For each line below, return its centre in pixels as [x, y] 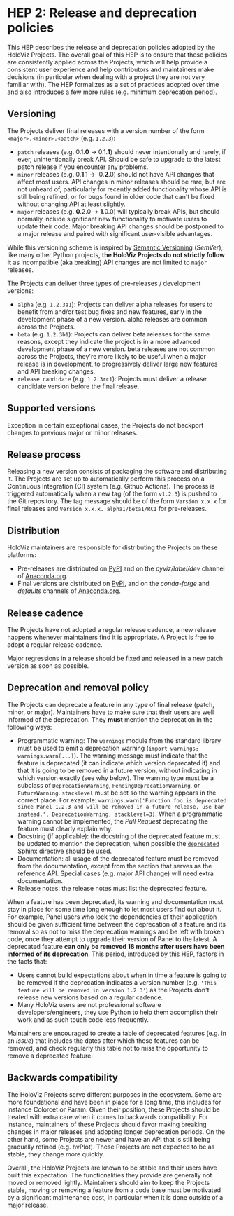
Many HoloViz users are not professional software [89, 1004]
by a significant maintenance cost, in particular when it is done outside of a [115, 1197]
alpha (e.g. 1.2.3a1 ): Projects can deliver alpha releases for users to [115, 304]
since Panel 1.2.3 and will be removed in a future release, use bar [121, 807]
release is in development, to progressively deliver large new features [117, 364]
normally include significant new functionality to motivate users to [112, 219]
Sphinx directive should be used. [65, 851]
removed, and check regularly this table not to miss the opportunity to [108, 1048]
